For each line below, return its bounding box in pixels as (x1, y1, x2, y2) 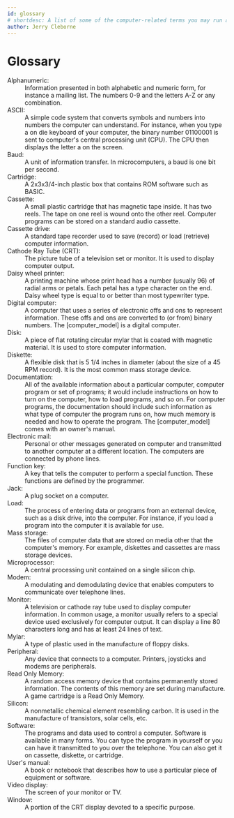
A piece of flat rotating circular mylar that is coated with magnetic (24, 336, 212, 344)
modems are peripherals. (24, 662, 97, 671)
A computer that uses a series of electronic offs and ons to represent (24, 306, 223, 315)
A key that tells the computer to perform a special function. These (24, 469, 214, 478)
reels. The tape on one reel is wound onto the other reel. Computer (24, 210, 217, 218)
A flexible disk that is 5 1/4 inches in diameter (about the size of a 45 (24, 358, 221, 366)
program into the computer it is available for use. (24, 521, 164, 530)
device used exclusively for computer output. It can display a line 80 (24, 618, 221, 626)
